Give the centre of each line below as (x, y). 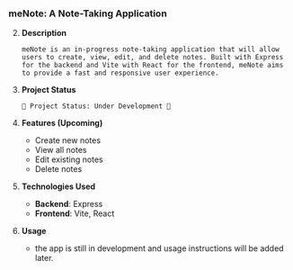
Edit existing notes (69, 159)
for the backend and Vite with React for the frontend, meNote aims (152, 66)
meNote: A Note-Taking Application (88, 13)
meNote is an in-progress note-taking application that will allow (150, 49)
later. (44, 258)
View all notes (61, 150)
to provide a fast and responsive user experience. (120, 73)
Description (44, 33)
